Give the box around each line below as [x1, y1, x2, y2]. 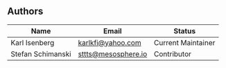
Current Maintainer [153, 37, 216, 47]
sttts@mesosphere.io [78, 49, 148, 58]
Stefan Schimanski [10, 49, 71, 58]
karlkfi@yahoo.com [78, 37, 141, 47]
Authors [7, 6, 44, 17]
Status [173, 26, 196, 35]
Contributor [153, 49, 192, 58]
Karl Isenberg [10, 37, 55, 47]
